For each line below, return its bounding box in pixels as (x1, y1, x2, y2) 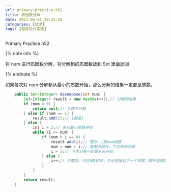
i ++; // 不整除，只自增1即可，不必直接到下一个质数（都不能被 (50, 158, 164, 163)
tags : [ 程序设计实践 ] (5, 27, 47, 32)
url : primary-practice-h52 (5, 7, 63, 13)
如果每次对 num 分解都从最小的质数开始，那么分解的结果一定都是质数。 (5, 82, 155, 88)
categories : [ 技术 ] (5, 21, 45, 27)
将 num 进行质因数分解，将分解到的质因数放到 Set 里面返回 (5, 61, 129, 67)
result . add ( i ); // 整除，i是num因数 (50, 139, 122, 145)
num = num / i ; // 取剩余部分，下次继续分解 (50, 144, 135, 149)
